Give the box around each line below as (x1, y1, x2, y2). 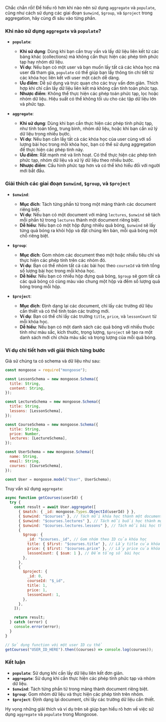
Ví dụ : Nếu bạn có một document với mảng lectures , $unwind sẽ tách (19, 211, 161, 218)
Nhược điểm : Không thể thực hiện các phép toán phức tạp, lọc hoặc (19, 91, 159, 97)
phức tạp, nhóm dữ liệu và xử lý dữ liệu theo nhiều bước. (19, 157, 134, 163)
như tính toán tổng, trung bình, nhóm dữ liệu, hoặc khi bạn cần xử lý (19, 125, 158, 131)
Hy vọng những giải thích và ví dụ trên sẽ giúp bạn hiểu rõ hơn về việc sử (5, 706, 154, 712)
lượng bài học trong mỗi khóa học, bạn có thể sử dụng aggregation (19, 141, 156, 147)
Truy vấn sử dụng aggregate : (5, 486, 63, 492)
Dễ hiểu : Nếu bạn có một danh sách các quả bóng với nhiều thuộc (19, 324, 155, 330)
